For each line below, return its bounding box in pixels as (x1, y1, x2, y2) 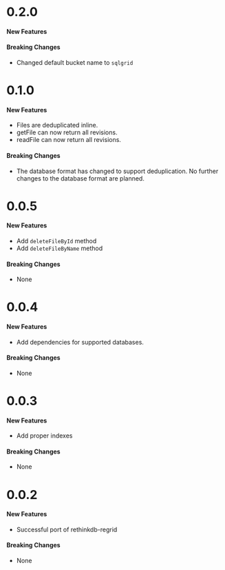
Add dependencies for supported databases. (16, 338, 144, 346)
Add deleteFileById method (16, 236, 97, 245)
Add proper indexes (16, 431, 73, 440)
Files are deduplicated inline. (16, 121, 98, 130)
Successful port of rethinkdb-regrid (16, 525, 118, 533)
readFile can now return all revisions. (16, 136, 122, 144)
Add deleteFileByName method (16, 244, 103, 252)
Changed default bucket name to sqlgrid (16, 58, 133, 66)
